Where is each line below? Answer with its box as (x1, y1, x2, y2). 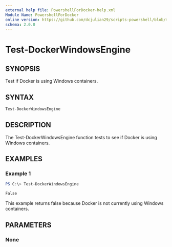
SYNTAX (5, 93, 34, 102)
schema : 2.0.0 (5, 22, 36, 27)
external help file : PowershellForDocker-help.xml (5, 7, 116, 13)
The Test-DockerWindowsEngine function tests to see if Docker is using (5, 134, 157, 140)
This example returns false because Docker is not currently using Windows (5, 200, 164, 206)
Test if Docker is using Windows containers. (5, 78, 98, 84)
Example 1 (5, 170, 31, 177)
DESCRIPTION (5, 121, 51, 129)
